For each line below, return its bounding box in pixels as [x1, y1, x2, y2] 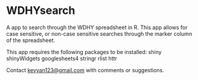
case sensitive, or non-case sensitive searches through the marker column [6, 30, 193, 37]
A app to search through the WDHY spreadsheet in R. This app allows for [6, 24, 188, 31]
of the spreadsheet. [6, 36, 56, 44]
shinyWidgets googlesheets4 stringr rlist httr [6, 55, 118, 62]
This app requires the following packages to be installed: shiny [6, 48, 162, 55]
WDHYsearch [6, 4, 75, 18]
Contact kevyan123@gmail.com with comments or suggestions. [6, 66, 164, 73]
